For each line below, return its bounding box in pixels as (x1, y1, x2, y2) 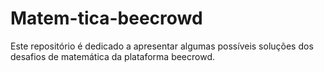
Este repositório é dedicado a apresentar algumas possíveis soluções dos (10, 40, 314, 52)
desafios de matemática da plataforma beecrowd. (10, 50, 216, 62)
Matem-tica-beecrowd (10, 7, 203, 30)
